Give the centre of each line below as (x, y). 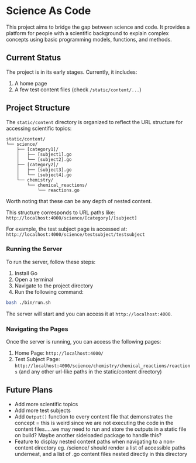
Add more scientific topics (46, 404)
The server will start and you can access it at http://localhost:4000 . (89, 314)
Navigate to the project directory (54, 286)
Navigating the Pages (37, 329)
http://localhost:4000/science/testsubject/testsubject (75, 234)
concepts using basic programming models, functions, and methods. (89, 39)
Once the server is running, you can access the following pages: (84, 342)
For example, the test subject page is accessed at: (67, 229)
